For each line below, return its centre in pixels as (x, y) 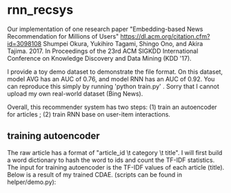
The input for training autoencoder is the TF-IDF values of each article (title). (116, 167)
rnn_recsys (40, 10)
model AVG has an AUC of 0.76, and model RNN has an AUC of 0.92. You (111, 79)
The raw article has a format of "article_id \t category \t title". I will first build (115, 152)
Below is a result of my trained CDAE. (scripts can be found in (95, 174)
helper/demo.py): (32, 182)
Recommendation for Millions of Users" (63, 36)
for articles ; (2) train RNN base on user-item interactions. (89, 114)
